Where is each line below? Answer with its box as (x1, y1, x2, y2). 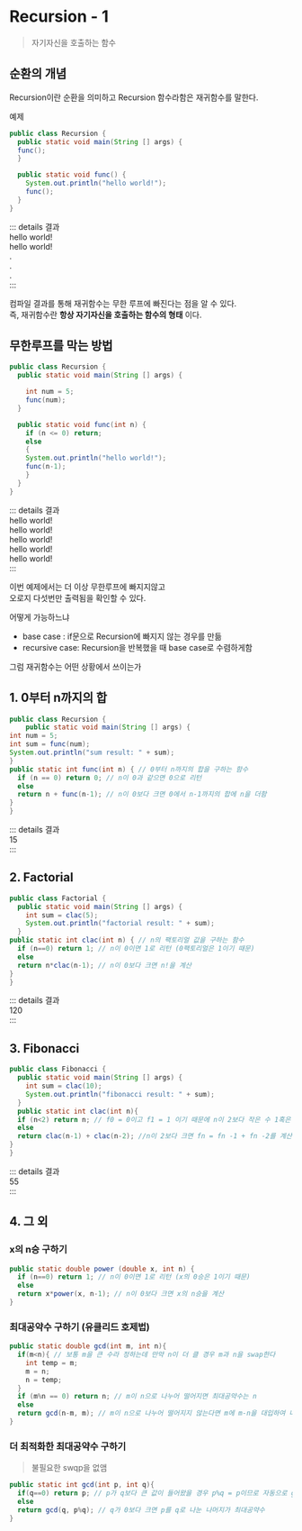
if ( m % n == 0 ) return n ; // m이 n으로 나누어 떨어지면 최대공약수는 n (17, 1392, 258, 1401)
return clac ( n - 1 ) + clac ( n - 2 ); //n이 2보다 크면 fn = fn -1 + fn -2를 (17, 1132, 276, 1141)
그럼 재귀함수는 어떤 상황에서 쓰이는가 (9, 661, 142, 672)
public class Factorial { (9, 894, 106, 903)
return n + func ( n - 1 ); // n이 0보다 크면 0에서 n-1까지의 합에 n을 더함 (17, 790, 267, 799)
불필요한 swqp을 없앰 (31, 1463, 108, 1473)
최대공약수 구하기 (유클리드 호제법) (9, 1320, 150, 1333)
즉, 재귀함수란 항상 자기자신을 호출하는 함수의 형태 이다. (9, 309, 202, 320)
